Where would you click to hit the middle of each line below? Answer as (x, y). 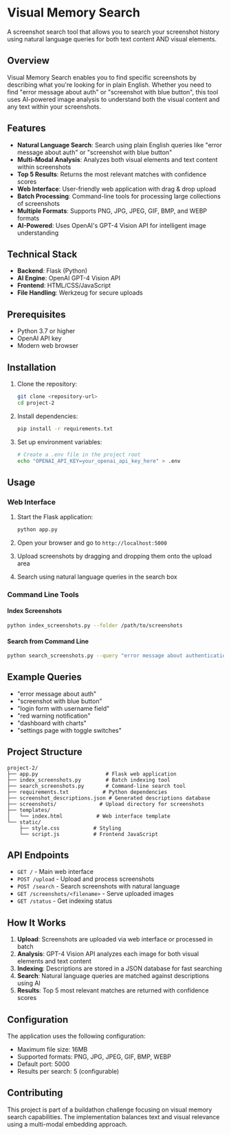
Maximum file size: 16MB (52, 1050)
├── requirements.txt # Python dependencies (87, 792)
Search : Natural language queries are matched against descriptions (113, 976)
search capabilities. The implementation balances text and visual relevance (113, 1116)
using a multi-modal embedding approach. (67, 1124)
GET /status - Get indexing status (65, 901)
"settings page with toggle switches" (69, 730)
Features (26, 128)
